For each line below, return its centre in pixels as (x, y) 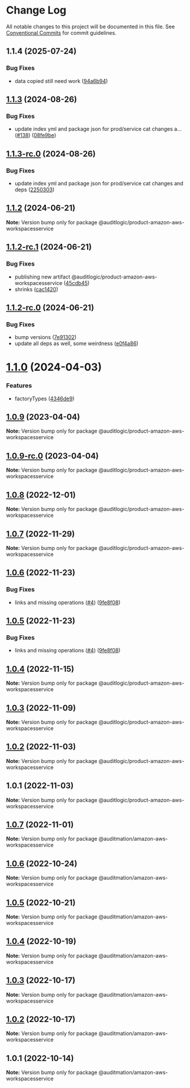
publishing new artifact (42, 277)
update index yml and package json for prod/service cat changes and (99, 183)
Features (19, 386)
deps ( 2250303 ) (34, 190)
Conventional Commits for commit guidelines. (61, 32)
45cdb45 (77, 283)
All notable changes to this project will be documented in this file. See (91, 26)
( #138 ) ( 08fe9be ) (35, 135)
